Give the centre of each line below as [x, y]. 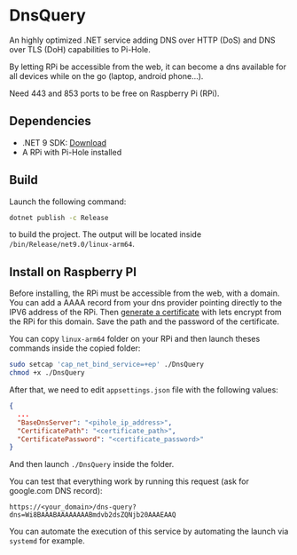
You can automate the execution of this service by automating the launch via [149, 531]
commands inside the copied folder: [75, 348]
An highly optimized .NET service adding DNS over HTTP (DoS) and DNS [142, 40]
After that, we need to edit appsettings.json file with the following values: [144, 390]
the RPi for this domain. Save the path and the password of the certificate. [144, 321]
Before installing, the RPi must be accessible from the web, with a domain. [145, 293]
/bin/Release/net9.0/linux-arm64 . [72, 244]
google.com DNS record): [56, 491]
